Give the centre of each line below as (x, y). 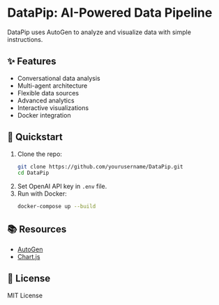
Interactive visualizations (53, 108)
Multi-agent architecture (52, 86)
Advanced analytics (46, 100)
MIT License (25, 295)
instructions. (25, 39)
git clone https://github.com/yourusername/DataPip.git (100, 166)
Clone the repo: (40, 154)
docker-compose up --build (56, 207)
